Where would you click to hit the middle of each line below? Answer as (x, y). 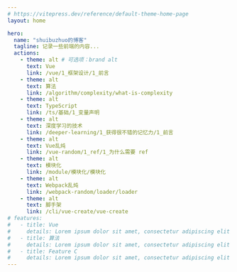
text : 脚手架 (44, 205)
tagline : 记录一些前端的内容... (57, 47)
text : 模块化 (44, 165)
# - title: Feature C (43, 251)
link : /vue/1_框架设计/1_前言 (67, 73)
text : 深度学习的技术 (54, 126)
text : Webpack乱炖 (52, 185)
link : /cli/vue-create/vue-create (77, 212)
